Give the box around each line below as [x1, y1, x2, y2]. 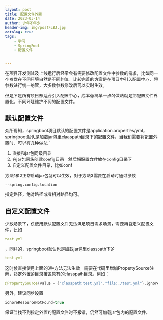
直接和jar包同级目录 [12, 150, 52, 156]
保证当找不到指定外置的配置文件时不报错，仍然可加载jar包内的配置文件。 [5, 309, 150, 315]
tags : [5, 34, 16, 39]
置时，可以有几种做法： [5, 140, 52, 146]
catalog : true [5, 30, 34, 34]
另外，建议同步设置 [5, 290, 44, 296]
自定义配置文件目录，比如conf [12, 162, 73, 168]
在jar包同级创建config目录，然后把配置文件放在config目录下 [12, 156, 132, 162]
